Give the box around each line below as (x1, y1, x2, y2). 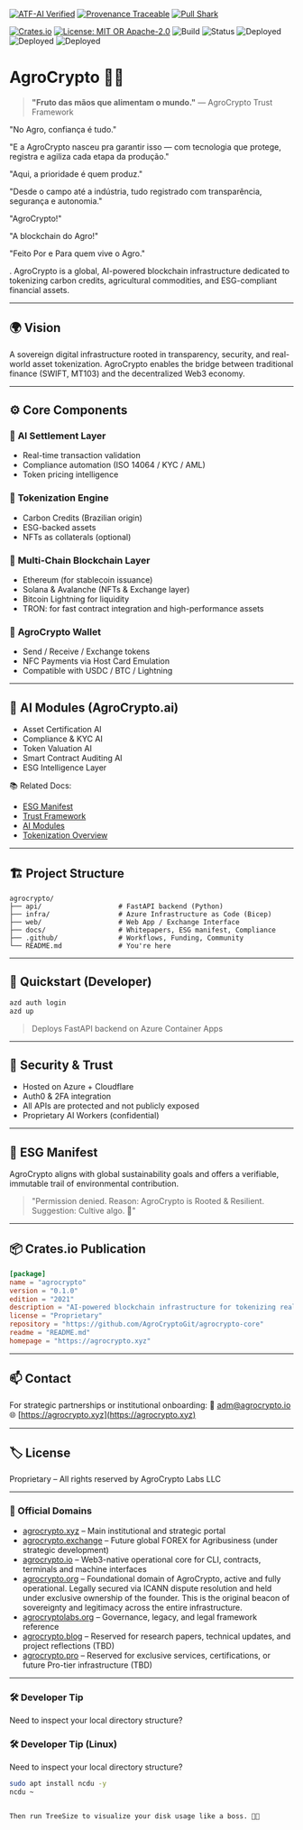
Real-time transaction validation (22, 450, 142, 461)
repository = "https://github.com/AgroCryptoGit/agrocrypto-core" (9, 1320, 264, 1329)
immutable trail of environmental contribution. (9, 1178, 179, 1190)
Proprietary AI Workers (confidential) (22, 1110, 160, 1121)
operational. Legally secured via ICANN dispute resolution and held (22, 1583, 272, 1594)
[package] (9, 1269, 47, 1278)
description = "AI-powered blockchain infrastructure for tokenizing (9, 1303, 277, 1312)
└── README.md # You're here (9, 941, 171, 951)
